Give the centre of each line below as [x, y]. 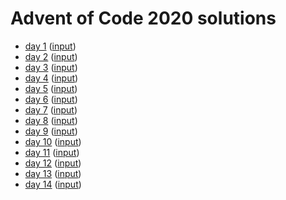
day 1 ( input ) [50, 46]
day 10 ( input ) [53, 141]
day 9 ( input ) [51, 131]
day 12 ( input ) [53, 163]
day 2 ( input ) [51, 56]
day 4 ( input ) [51, 78]
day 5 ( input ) [51, 88]
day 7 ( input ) [51, 109]
